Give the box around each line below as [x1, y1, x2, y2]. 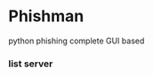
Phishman [8, 6, 85, 27]
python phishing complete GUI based [8, 35, 145, 46]
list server [8, 57, 53, 70]
